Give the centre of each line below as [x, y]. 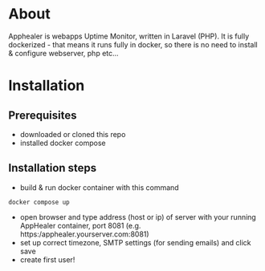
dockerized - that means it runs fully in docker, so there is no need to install [133, 44]
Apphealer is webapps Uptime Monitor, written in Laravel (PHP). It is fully [129, 36]
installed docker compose [63, 143]
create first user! [47, 259]
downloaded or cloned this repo [73, 134]
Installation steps [53, 168]
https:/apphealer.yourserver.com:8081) [85, 234]
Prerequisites [43, 115]
